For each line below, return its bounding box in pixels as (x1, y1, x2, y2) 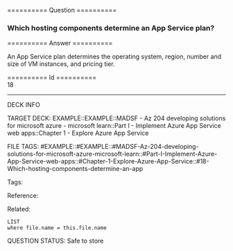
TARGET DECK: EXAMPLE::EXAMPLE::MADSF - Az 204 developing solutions (7, 114, 226, 122)
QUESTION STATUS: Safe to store (7, 236, 104, 245)
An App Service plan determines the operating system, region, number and (7, 52, 222, 61)
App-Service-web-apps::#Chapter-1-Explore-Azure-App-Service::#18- (7, 157, 209, 165)
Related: (7, 205, 31, 213)
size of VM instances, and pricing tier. (7, 60, 116, 68)
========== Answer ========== (7, 39, 113, 47)
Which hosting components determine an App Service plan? (7, 23, 215, 33)
